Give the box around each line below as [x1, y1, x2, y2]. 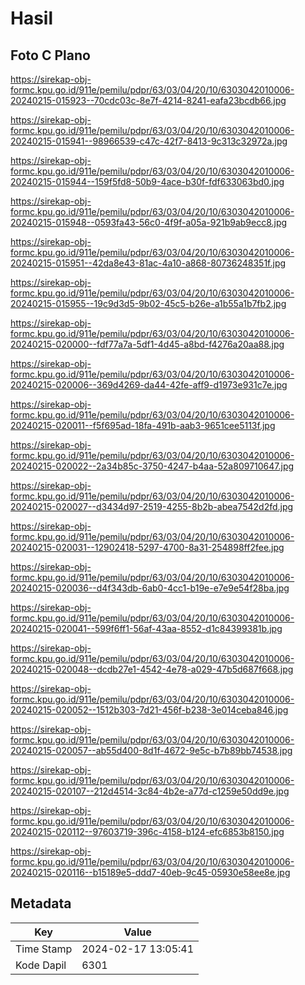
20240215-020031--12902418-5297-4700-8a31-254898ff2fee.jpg [10, 542, 285, 553]
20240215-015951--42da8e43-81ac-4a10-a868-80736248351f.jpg [10, 257, 287, 269]
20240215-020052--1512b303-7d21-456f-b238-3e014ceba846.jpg [10, 704, 289, 716]
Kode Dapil [15, 958, 67, 972]
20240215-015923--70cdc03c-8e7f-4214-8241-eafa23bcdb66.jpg [10, 95, 287, 106]
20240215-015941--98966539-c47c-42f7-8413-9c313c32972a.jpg [10, 135, 288, 147]
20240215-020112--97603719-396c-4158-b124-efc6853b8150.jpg [10, 826, 285, 837]
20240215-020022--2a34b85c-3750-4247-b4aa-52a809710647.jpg [10, 460, 295, 472]
